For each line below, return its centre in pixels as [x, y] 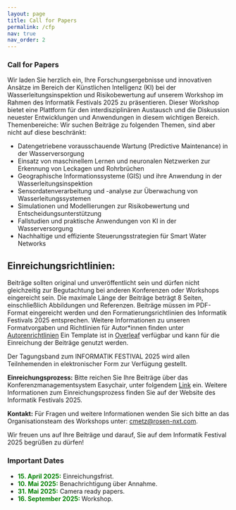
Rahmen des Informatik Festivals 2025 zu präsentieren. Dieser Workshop [113, 102]
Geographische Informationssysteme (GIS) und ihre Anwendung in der [119, 176]
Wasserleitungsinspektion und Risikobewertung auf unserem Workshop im [116, 95]
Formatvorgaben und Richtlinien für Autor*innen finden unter [96, 328]
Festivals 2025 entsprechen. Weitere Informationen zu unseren [99, 320]
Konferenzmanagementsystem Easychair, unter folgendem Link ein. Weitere [117, 385]
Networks [32, 243]
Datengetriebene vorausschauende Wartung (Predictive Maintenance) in [123, 146]
